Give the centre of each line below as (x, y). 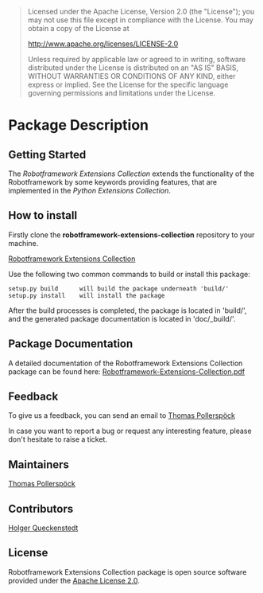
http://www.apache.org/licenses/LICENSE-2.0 (103, 44)
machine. (23, 243)
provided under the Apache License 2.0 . (74, 580)
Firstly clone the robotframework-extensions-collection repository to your (131, 235)
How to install (43, 215)
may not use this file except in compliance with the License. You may (141, 20)
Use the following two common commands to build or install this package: (129, 274)
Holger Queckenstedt (43, 528)
